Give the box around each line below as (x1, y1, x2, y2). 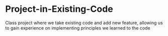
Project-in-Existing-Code (5, 3, 113, 15)
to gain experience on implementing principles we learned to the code (5, 25, 150, 31)
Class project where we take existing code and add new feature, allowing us (5, 20, 163, 26)
